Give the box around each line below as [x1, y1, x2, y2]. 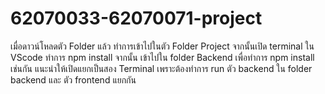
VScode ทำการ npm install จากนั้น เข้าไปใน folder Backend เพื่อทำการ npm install [10, 51, 315, 63]
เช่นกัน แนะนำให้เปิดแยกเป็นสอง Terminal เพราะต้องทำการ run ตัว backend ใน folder [10, 62, 313, 74]
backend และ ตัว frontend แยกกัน [10, 73, 137, 86]
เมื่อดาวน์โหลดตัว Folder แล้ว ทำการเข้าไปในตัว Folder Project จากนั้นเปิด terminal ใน [10, 40, 315, 52]
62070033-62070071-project [10, 7, 263, 30]
